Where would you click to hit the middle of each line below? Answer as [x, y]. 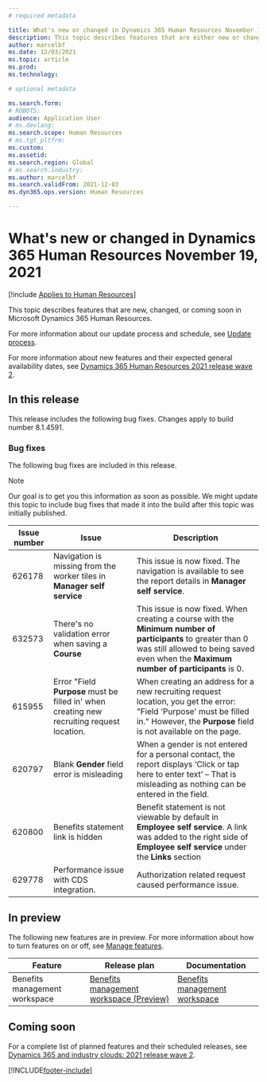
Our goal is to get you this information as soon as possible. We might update [133, 496]
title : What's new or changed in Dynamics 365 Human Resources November [131, 30]
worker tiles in [79, 576]
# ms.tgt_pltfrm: [37, 140]
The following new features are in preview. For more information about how [131, 937]
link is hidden [78, 837]
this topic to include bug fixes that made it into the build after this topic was [131, 505]
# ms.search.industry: [46, 170]
